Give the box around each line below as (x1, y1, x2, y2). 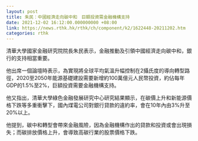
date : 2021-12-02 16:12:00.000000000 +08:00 (6, 19, 117, 25)
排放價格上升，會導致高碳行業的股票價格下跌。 (26, 129, 140, 136)
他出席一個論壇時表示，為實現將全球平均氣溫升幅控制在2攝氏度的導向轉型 (6, 67, 185, 74)
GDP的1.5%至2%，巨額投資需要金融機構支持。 (6, 82, 120, 89)
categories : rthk (6, 31, 49, 36)
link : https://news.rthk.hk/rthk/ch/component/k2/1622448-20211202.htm (6, 25, 186, 31)
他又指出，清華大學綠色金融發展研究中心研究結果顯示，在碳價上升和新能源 (6, 95, 187, 102)
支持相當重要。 (16, 55, 53, 62)
